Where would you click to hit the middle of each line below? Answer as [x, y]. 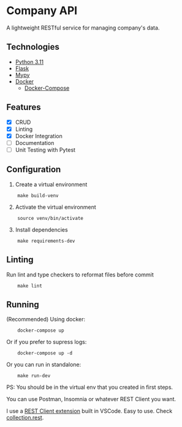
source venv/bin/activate [51, 218]
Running [23, 304]
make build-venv [38, 195]
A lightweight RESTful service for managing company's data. [83, 28]
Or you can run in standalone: [44, 365]
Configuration [34, 170]
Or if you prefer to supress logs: [47, 342]
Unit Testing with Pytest [45, 150]
